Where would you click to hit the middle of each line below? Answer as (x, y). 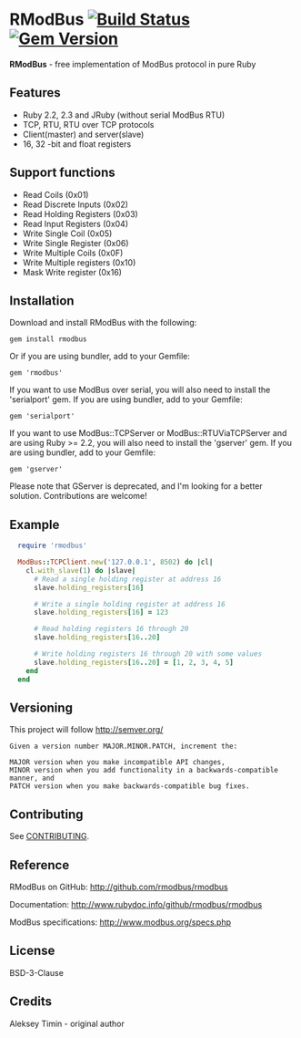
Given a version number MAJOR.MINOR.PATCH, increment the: (124, 747)
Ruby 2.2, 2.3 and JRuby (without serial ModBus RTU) (124, 115)
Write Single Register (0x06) (75, 243)
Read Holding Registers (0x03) (80, 213)
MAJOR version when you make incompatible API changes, (117, 763)
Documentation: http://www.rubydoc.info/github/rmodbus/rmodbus (136, 904)
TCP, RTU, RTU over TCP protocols (88, 124)
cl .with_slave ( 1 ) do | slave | (81, 570)
